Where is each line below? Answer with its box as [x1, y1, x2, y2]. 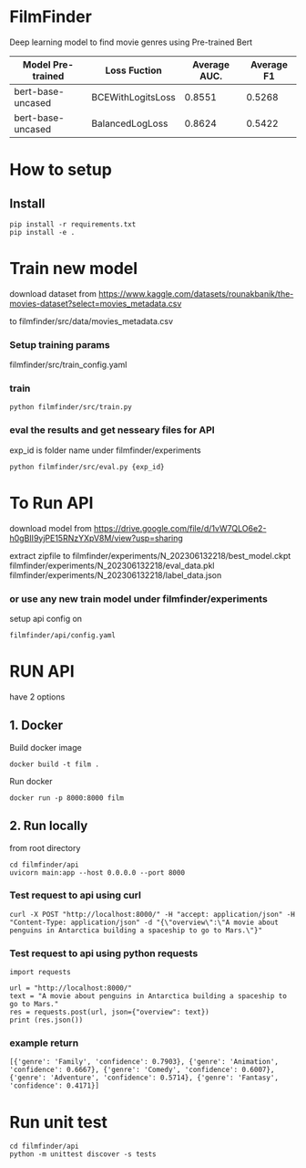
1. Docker [9, 718, 64, 733]
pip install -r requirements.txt [9, 219, 137, 229]
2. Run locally [9, 818, 88, 834]
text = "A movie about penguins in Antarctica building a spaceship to [9, 992, 287, 1001]
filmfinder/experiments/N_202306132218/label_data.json [9, 569, 222, 581]
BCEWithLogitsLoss [91, 90, 176, 103]
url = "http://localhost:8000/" [9, 984, 132, 993]
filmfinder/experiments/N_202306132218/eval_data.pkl [9, 560, 216, 571]
